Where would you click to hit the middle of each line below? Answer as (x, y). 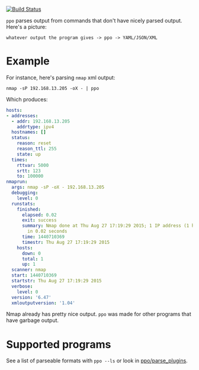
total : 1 (33, 259)
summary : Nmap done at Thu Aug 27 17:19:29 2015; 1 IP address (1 (105, 226)
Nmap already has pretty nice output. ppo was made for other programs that (99, 314)
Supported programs (59, 344)
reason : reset (34, 143)
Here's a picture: (26, 27)
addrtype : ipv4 (36, 127)
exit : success (39, 220)
